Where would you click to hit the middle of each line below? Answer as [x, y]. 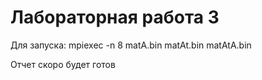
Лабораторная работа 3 [115, 17]
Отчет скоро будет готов [63, 64]
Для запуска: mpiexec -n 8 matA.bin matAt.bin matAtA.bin [131, 45]
